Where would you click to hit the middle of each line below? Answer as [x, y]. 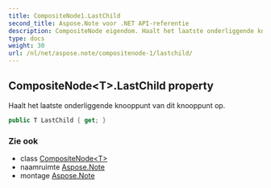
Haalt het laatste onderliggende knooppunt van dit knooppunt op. [117, 105]
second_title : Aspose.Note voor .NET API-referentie [99, 23]
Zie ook [23, 140]
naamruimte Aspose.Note [62, 167]
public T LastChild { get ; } [57, 120]
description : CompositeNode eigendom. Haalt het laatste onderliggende [131, 31]
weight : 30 [27, 46]
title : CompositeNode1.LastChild [65, 16]
